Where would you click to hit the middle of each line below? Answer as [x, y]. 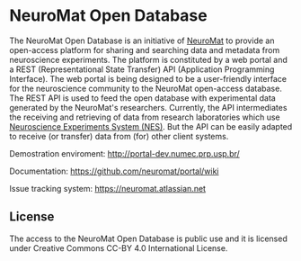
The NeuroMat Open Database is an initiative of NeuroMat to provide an [142, 40]
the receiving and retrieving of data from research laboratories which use [145, 117]
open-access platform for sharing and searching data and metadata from [145, 49]
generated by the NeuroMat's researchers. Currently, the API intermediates [148, 107]
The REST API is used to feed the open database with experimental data [142, 98]
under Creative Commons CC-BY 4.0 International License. [119, 247]
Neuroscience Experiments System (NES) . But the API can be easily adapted [151, 126]
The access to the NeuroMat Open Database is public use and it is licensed [148, 238]
